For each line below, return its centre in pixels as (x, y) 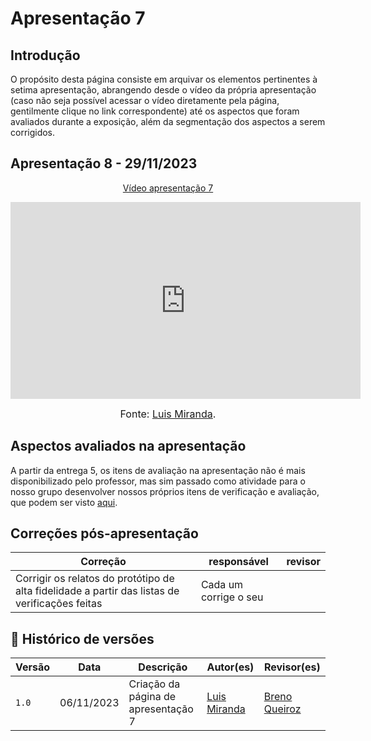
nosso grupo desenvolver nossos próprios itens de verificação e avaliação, (165, 491)
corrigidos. (33, 132)
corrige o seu (232, 597)
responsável (238, 562)
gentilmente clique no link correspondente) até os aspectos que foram (155, 111)
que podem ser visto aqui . (64, 502)
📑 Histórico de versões (82, 638)
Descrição (163, 667)
